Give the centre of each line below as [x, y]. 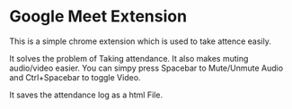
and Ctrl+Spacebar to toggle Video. [75, 77]
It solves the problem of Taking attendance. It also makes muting [129, 58]
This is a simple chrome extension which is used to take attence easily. [141, 41]
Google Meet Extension [98, 17]
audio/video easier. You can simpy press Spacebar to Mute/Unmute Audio [146, 68]
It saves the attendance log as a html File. [86, 95]
